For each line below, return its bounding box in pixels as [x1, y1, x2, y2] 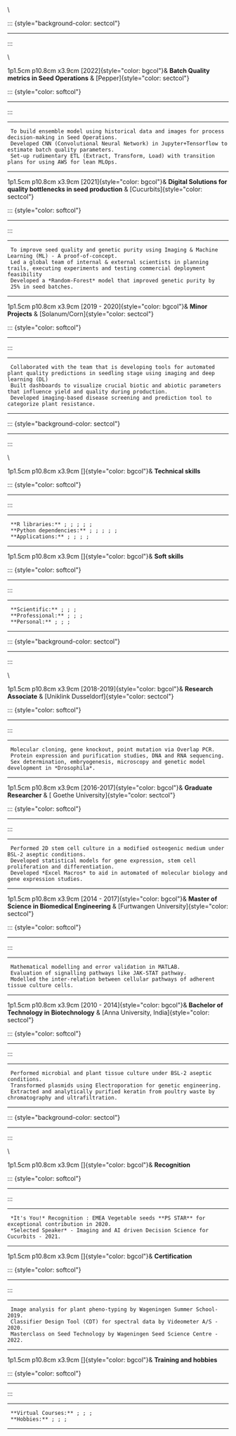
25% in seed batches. [10, 283, 74, 290]
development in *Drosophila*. [7, 764, 96, 771]
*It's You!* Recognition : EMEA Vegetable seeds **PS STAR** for [10, 1215, 206, 1222]
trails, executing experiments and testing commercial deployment [7, 265, 206, 272]
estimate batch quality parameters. [7, 146, 114, 153]
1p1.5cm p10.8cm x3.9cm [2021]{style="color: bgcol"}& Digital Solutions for [7, 178, 228, 185]
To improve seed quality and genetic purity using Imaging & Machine [10, 247, 218, 254]
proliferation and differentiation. [7, 863, 114, 870]
